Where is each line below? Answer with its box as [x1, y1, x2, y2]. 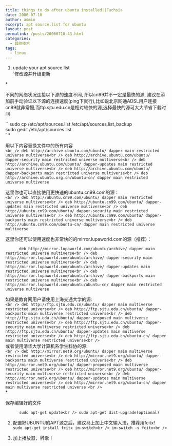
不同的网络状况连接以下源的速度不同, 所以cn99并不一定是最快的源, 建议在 [5, 91, 161, 97]
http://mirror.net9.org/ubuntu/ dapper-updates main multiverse [5, 375, 146, 381]
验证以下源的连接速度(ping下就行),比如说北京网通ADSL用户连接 [23, 98, 157, 104]
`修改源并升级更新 [12, 70, 51, 77]
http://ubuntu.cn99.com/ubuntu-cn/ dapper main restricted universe [5, 221, 155, 227]
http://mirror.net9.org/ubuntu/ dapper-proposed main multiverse [5, 362, 148, 367]
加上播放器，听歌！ [12, 435, 54, 441]
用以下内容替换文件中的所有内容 [5, 142, 73, 149]
